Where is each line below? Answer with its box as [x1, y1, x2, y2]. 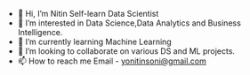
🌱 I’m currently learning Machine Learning [17, 36, 172, 47]
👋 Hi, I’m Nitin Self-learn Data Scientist [17, 9, 159, 19]
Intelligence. [17, 27, 63, 37]
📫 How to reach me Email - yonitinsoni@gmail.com [17, 56, 206, 66]
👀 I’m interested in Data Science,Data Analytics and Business [17, 18, 242, 28]
